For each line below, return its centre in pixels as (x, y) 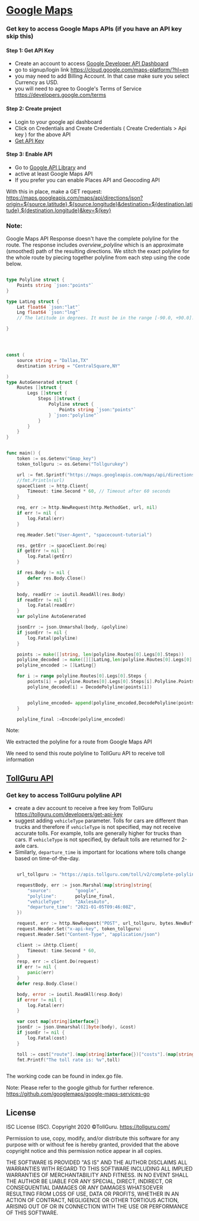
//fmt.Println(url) (41, 480)
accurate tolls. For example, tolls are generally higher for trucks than (98, 834)
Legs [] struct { (47, 393)
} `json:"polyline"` (74, 415)
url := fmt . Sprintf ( (42, 475)
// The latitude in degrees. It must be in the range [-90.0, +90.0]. (106, 318)
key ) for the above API (43, 134)
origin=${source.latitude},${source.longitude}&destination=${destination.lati (99, 204)
